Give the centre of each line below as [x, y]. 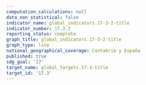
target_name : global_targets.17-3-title [57, 67]
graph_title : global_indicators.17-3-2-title [64, 40]
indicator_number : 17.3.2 [38, 28]
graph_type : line [28, 45]
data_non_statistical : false [42, 17]
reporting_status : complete [41, 34]
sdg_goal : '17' [25, 62]
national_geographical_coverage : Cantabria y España [73, 51]
